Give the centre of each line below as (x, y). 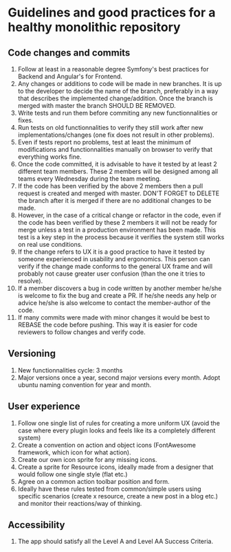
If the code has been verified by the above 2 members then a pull (110, 186)
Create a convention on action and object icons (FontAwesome (107, 445)
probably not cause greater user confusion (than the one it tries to (111, 274)
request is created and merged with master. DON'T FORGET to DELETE (118, 193)
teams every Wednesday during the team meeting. (89, 179)
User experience (44, 407)
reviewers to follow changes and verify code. (81, 332)
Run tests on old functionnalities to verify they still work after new (110, 128)
